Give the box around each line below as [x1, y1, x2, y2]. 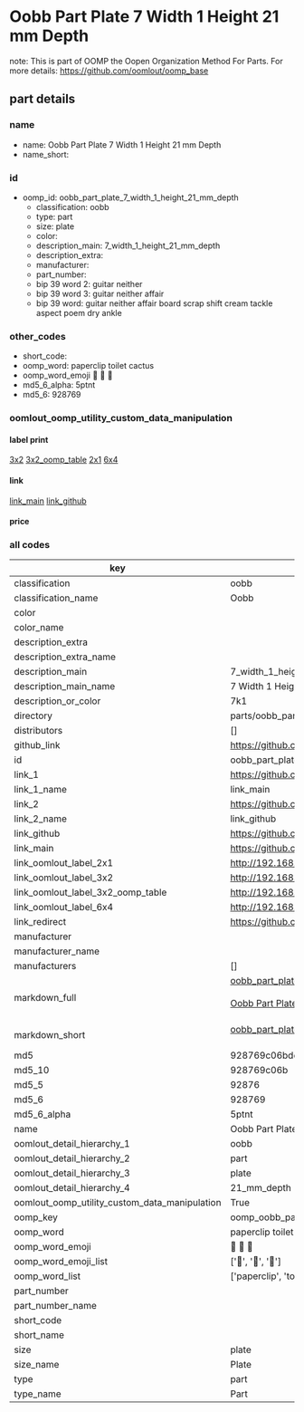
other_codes [9, 330, 66, 342]
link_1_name [14, 783, 68, 796]
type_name [14, 1388, 62, 1400]
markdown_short [14, 1029, 86, 1042]
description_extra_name [14, 650, 116, 663]
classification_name [14, 591, 99, 604]
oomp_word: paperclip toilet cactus [22, 360, 155, 371]
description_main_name [14, 680, 116, 693]
